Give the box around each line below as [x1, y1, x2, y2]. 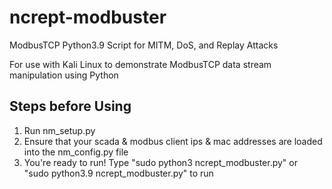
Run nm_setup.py [23, 124, 96, 136]
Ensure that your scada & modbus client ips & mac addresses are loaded [23, 135, 323, 147]
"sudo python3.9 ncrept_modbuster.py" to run [23, 167, 214, 179]
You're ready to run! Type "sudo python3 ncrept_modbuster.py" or [23, 156, 298, 168]
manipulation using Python [9, 69, 119, 81]
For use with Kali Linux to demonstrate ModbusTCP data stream [9, 58, 272, 70]
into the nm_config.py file [23, 146, 129, 158]
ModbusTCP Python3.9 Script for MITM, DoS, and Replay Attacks [9, 39, 279, 51]
